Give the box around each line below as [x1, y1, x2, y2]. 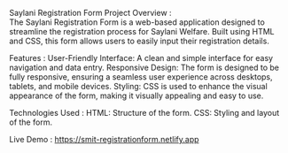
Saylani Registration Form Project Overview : [9, 8, 172, 18]
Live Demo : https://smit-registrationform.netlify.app [9, 134, 199, 144]
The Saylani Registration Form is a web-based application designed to [9, 17, 266, 27]
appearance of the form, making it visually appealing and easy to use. [9, 90, 264, 101]
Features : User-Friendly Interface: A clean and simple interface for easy [9, 53, 273, 63]
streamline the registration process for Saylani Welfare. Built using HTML [9, 27, 275, 36]
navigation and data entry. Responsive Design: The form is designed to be [9, 62, 279, 73]
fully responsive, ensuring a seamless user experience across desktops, [9, 72, 273, 82]
